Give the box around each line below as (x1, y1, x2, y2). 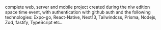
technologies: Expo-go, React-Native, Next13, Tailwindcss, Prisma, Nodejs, (5, 15, 157, 20)
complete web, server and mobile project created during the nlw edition (5, 4, 150, 10)
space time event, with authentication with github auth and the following (5, 9, 151, 15)
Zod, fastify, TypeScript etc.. (5, 19, 63, 25)
